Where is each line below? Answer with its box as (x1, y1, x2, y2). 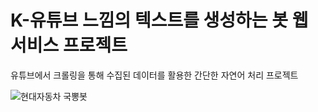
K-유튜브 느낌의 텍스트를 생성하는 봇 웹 (10, 9, 309, 32)
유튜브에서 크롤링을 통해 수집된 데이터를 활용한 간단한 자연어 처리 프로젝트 (10, 69, 299, 81)
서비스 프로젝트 (10, 34, 128, 57)
